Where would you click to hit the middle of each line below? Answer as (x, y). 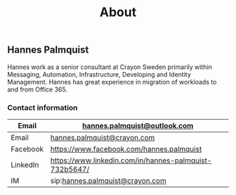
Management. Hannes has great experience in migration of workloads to (112, 82)
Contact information (43, 108)
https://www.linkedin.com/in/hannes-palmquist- (131, 161)
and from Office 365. (38, 89)
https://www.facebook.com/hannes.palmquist (126, 149)
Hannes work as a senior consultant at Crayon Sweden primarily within (110, 67)
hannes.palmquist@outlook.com (138, 125)
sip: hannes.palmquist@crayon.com (108, 180)
